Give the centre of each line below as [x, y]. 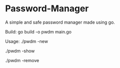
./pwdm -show [20, 51]
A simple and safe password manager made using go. [60, 22]
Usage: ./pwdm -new [27, 41]
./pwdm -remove [22, 60]
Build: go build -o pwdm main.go [38, 32]
